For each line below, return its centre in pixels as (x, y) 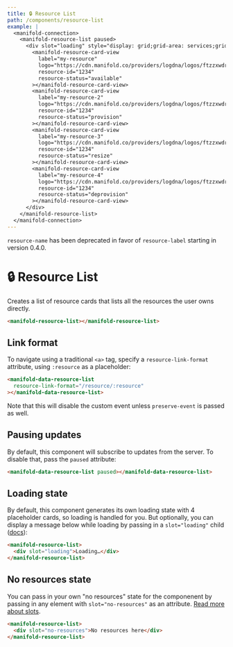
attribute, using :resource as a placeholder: (69, 367)
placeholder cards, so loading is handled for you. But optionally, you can (110, 518)
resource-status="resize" (75, 156)
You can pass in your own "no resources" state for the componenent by (110, 596)
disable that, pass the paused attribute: (62, 459)
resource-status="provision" (80, 117)
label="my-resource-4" (71, 175)
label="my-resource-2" (71, 98)
